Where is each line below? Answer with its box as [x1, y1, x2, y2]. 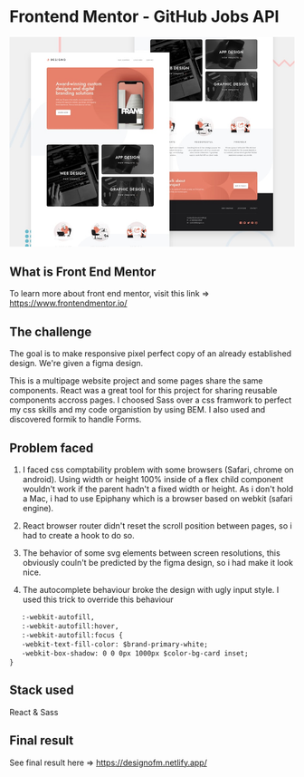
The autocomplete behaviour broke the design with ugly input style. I [22, 584, 280, 595]
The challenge [9, 324, 92, 339]
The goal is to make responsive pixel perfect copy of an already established [9, 348, 292, 359]
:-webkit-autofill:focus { [21, 630, 124, 640]
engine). [22, 502, 54, 513]
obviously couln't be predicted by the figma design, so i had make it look [22, 557, 294, 568]
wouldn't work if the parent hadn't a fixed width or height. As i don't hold [22, 483, 294, 494]
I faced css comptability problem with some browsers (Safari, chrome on [22, 464, 294, 475]
